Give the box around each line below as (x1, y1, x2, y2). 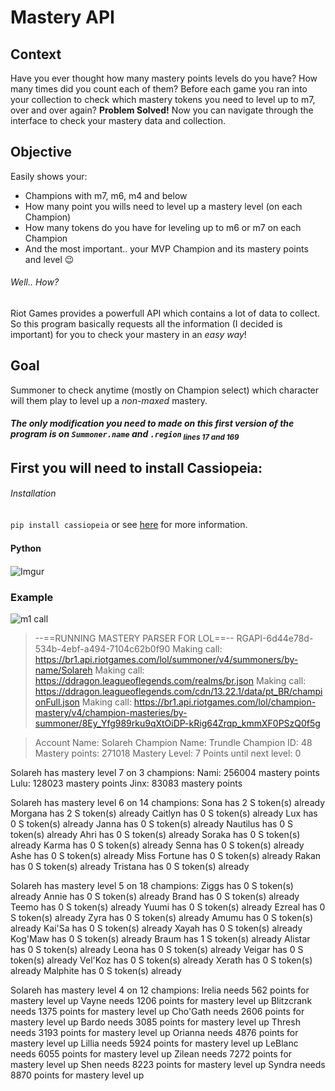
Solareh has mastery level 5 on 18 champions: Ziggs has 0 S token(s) (10, 880, 294, 892)
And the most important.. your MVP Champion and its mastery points (24, 242, 309, 255)
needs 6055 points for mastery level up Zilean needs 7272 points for (10, 1048, 293, 1060)
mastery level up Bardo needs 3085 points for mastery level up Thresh (10, 1016, 301, 1028)
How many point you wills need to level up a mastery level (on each (24, 200, 303, 212)
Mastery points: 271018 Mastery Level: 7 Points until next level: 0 (34, 747, 302, 760)
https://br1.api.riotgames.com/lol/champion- (133, 696, 317, 708)
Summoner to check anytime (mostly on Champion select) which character (10, 384, 320, 396)
